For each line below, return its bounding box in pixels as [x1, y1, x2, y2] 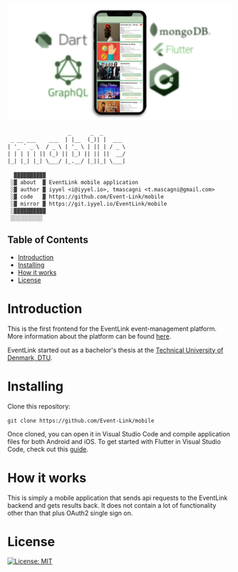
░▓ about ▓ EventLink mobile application [10, 179, 139, 186]
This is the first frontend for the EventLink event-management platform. [7, 324, 217, 333]
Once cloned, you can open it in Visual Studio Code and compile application [7, 429, 230, 438]
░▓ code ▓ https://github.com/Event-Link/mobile [10, 193, 164, 200]
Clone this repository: [7, 402, 71, 411]
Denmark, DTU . [7, 353, 53, 362]
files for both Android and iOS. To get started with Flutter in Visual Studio [7, 437, 221, 446]
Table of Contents [7, 234, 89, 246]
